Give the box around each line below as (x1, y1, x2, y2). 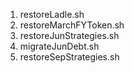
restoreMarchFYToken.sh (19, 19, 125, 31)
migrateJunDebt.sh (19, 40, 100, 52)
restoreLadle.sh (19, 9, 85, 20)
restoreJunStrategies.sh (19, 30, 120, 41)
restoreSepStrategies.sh (19, 51, 120, 63)
